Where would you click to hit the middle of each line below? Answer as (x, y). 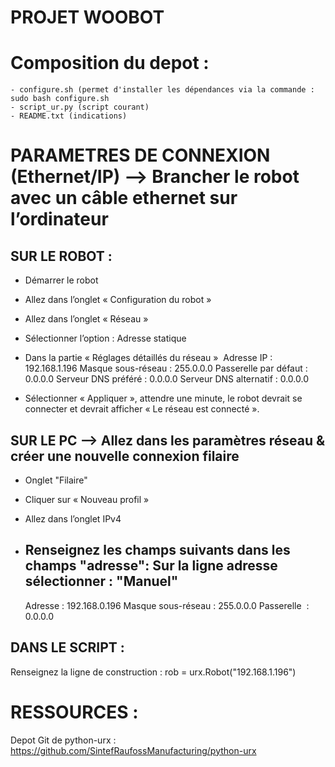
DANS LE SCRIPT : (67, 647)
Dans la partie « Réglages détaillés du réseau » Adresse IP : (148, 358)
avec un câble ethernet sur (124, 198)
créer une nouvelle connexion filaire (125, 456)
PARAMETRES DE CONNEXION (140, 155)
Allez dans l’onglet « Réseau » (86, 319)
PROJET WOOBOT (87, 17)
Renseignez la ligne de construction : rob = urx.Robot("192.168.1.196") (153, 672)
